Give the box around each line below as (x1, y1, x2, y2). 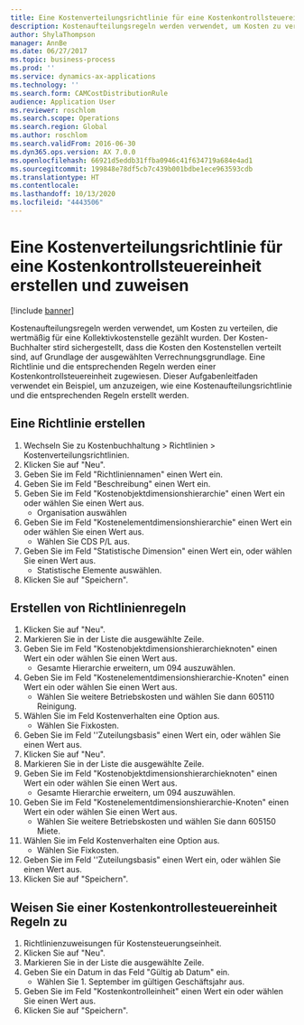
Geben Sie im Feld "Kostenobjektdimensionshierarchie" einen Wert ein (23, 488, 285, 499)
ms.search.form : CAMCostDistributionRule (10, 89, 169, 98)
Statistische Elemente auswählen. (36, 564, 162, 575)
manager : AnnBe (10, 38, 68, 48)
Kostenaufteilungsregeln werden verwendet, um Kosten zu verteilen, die (10, 322, 279, 333)
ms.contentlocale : (10, 182, 79, 191)
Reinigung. (36, 701, 78, 712)
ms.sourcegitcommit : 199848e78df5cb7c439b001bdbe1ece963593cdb (10, 164, 253, 173)
